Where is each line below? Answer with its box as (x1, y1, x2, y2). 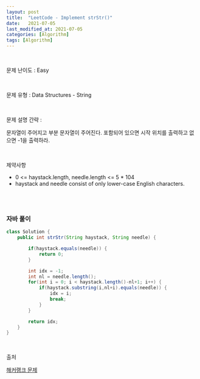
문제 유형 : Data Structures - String (6, 91, 92, 98)
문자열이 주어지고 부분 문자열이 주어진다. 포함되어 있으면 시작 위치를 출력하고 (6, 129, 188, 136)
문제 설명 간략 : (6, 116, 43, 123)
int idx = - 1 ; (28, 267, 64, 274)
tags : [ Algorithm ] (6, 37, 53, 43)
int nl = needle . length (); (28, 274, 97, 280)
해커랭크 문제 (6, 366, 38, 374)
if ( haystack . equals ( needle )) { (28, 246, 108, 252)
